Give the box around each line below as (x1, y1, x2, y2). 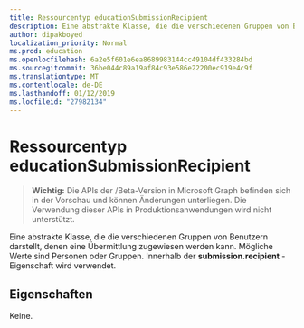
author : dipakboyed (9, 30, 83, 39)
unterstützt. (31, 214, 75, 225)
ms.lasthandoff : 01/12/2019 (9, 89, 116, 98)
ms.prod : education (9, 47, 83, 56)
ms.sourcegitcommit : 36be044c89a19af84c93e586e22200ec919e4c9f (9, 64, 253, 73)
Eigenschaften (9, 286, 93, 302)
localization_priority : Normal (9, 38, 128, 48)
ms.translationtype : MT (9, 72, 100, 81)
